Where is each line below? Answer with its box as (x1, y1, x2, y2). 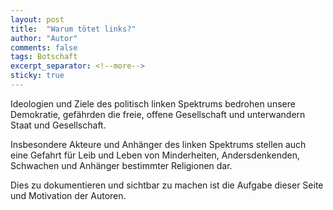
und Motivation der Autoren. (10, 189, 127, 201)
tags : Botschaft (10, 52, 78, 62)
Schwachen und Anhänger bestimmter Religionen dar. (10, 159, 233, 171)
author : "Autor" (10, 33, 78, 43)
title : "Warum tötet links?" (10, 24, 137, 34)
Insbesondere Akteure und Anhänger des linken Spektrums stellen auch (10, 138, 307, 150)
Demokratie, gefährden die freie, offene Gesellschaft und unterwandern (10, 108, 306, 120)
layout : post (10, 14, 65, 25)
